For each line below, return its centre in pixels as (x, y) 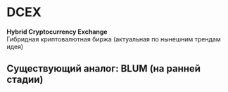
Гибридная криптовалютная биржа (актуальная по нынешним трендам (114, 39)
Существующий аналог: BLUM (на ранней (104, 68)
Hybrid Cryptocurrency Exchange (57, 32)
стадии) (25, 80)
